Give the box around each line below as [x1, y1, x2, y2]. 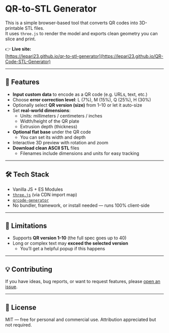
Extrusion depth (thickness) [20, 123, 77, 129]
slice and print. [5, 36, 36, 42]
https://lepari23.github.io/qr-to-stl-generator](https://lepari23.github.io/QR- [7, 53, 163, 59]
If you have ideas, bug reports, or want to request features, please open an [5, 279, 161, 285]
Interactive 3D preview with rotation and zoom [12, 139, 109, 145]
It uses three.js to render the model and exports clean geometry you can [5, 30, 158, 36]
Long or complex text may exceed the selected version [12, 240, 128, 246]
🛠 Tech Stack [5, 170, 49, 179]
